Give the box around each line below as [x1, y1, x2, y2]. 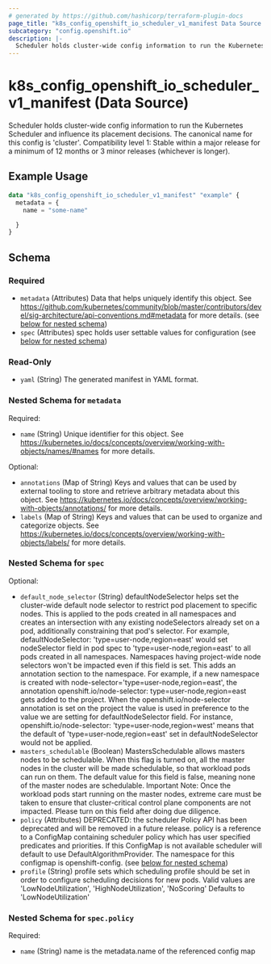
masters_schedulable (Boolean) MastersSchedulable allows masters [19, 746, 245, 756]
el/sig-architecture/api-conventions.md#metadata [19, 310, 187, 320]
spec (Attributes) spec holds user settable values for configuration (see [19, 327, 256, 337]
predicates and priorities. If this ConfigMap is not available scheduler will [19, 840, 262, 850]
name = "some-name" [23, 206, 89, 214]
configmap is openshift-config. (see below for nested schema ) [19, 857, 228, 867]
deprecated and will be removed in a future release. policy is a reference [19, 823, 261, 833]
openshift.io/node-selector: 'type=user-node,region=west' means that [19, 720, 254, 730]
